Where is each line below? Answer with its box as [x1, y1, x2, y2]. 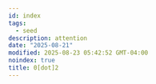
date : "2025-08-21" [8, 42, 74, 50]
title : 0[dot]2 [8, 64, 59, 72]
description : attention [8, 34, 88, 42]
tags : [8, 19, 26, 27]
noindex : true [8, 57, 56, 65]
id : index [8, 11, 42, 20]
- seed [15, 26, 38, 34]
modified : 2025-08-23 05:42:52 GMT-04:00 [8, 49, 149, 57]
